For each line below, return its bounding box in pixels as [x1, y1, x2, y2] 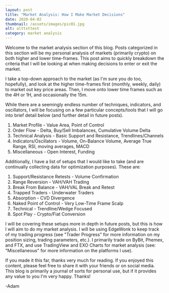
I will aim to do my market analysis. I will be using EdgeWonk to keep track [5, 226, 159, 232]
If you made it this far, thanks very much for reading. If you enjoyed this [5, 257, 154, 263]
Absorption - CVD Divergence [12, 195, 75, 201]
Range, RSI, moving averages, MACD [12, 143, 90, 149]
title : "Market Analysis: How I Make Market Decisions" [5, 12, 125, 17]
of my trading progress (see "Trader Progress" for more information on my [5, 232, 160, 237]
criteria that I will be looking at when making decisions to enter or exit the [5, 61, 157, 66]
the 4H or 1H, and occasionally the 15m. [5, 92, 88, 98]
